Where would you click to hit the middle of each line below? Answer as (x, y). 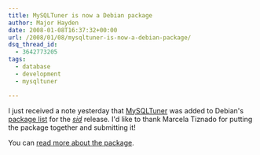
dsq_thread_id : (33, 45)
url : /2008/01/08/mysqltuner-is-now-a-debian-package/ (100, 37)
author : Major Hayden (44, 23)
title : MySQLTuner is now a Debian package (81, 15)
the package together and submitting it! (72, 127)
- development (38, 74)
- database (33, 67)
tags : (17, 60)
